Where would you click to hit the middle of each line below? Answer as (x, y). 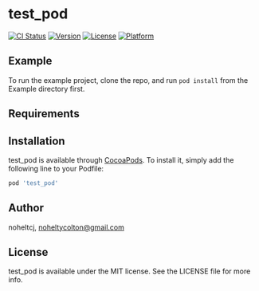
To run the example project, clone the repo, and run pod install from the (128, 80)
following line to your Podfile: (56, 168)
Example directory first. (47, 88)
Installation (37, 141)
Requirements (44, 114)
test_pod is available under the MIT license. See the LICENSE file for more (129, 271)
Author (26, 208)
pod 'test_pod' (33, 183)
